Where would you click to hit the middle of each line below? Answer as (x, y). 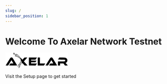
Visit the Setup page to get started (41, 76)
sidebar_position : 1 (27, 16)
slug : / (13, 11)
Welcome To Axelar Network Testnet (83, 41)
